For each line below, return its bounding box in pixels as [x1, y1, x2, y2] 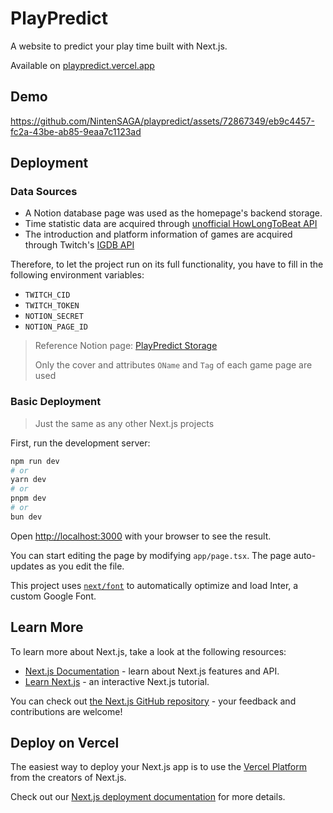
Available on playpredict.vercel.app [10, 59, 155, 71]
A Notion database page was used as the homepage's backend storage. [24, 207, 323, 219]
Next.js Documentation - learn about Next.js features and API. [24, 665, 280, 677]
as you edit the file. [46, 560, 125, 572]
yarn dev [10, 475, 47, 485]
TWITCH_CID [24, 290, 71, 301]
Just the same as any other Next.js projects [34, 417, 215, 429]
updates [10, 560, 45, 572]
